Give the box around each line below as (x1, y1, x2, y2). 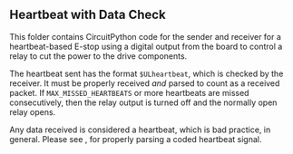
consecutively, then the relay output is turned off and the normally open (9, 97, 278, 108)
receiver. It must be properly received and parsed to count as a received (9, 77, 280, 89)
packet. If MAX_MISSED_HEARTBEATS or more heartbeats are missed (9, 87, 249, 98)
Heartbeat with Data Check (9, 7, 166, 23)
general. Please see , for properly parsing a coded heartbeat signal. (9, 133, 262, 144)
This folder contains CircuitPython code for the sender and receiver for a (9, 31, 281, 42)
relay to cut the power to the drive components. (9, 50, 188, 62)
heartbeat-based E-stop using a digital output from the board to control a (9, 41, 283, 52)
